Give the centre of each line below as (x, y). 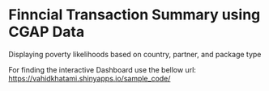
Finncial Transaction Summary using (134, 15)
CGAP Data (47, 32)
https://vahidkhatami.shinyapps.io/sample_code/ (90, 78)
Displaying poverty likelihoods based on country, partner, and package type (135, 54)
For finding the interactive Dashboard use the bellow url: (102, 69)
